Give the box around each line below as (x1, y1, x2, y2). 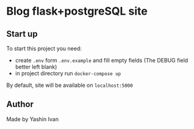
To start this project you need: (6, 45, 82, 52)
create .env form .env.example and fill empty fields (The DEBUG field (15, 57, 189, 64)
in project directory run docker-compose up (15, 70, 121, 77)
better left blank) (15, 63, 57, 70)
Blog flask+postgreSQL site (6, 4, 148, 18)
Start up (6, 29, 38, 39)
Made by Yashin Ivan (6, 115, 59, 123)
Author (6, 99, 34, 109)
